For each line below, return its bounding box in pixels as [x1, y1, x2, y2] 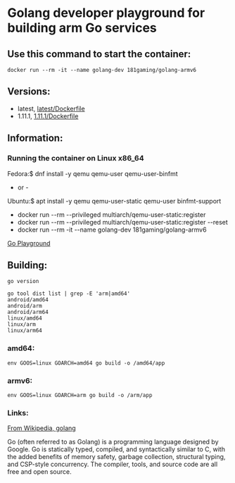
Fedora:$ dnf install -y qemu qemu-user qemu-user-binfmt [7, 169, 178, 177]
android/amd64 [7, 296, 49, 303]
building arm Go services [7, 20, 157, 36]
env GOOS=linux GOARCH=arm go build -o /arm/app [7, 391, 153, 399]
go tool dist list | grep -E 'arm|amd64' [7, 290, 131, 297]
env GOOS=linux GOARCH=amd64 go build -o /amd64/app [7, 359, 165, 367]
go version [7, 278, 39, 285]
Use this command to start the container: [7, 48, 191, 60]
